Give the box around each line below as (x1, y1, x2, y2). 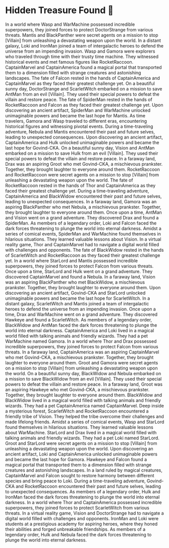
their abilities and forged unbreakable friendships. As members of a (5, 526, 146, 532)
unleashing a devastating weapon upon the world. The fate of (5, 177, 133, 183)
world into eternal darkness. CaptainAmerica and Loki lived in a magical (5, 327, 154, 333)
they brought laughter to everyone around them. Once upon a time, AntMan (5, 209, 162, 215)
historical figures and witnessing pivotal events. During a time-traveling (5, 123, 153, 129)
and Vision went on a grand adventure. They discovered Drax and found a (5, 214, 159, 220)
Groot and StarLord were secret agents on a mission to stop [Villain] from (5, 440, 157, 446)
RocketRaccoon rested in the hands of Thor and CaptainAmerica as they (5, 182, 156, 189)
